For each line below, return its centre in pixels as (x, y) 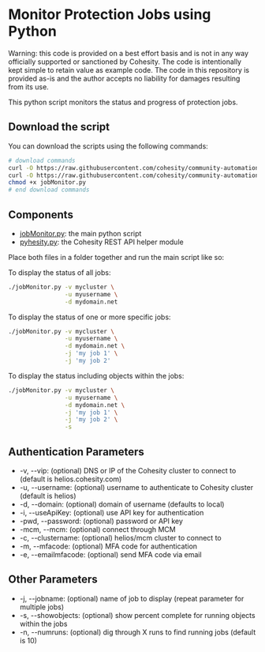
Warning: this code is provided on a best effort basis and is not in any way (129, 53)
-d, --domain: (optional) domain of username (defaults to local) (122, 504)
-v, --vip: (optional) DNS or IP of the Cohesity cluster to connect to (128, 471)
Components (41, 215)
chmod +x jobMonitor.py (47, 183)
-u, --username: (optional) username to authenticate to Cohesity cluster (136, 487)
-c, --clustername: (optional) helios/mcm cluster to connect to (121, 538)
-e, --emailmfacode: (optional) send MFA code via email (111, 554)
